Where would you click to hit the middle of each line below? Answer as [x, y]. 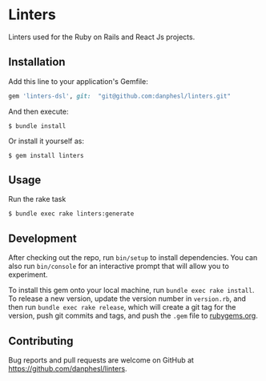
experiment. [28, 275]
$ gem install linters [46, 155]
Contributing [41, 341]
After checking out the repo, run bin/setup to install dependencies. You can [133, 258]
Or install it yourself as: [46, 141]
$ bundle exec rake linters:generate [71, 214]
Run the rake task [37, 199]
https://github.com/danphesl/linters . [68, 369]
